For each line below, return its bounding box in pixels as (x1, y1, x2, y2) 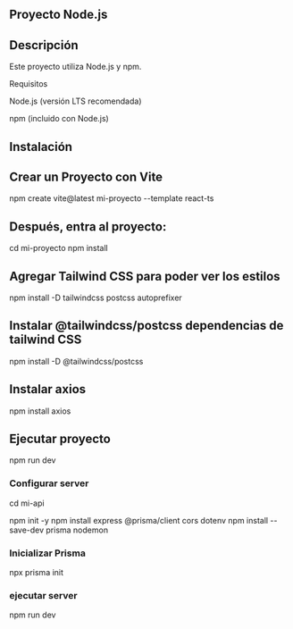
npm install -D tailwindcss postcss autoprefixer (9, 292, 183, 303)
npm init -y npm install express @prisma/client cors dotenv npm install (9, 515, 269, 525)
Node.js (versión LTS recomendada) (9, 96, 142, 106)
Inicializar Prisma (9, 547, 87, 559)
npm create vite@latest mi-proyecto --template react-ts (9, 193, 214, 204)
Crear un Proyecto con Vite (9, 169, 163, 184)
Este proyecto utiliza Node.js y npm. (9, 62, 142, 72)
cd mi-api (9, 498, 45, 508)
